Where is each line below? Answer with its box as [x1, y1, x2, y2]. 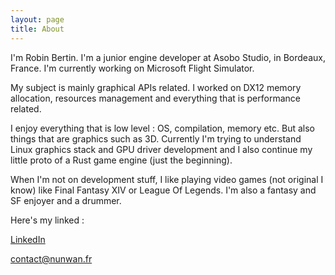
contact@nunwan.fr [10, 252, 93, 265]
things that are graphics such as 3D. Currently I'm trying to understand [10, 132, 302, 145]
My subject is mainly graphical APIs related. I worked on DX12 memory [10, 81, 302, 93]
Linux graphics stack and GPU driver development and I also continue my [10, 143, 313, 155]
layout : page [10, 14, 65, 25]
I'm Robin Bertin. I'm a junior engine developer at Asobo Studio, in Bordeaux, [10, 51, 326, 63]
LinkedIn [10, 233, 46, 245]
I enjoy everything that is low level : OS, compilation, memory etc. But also [10, 122, 315, 134]
